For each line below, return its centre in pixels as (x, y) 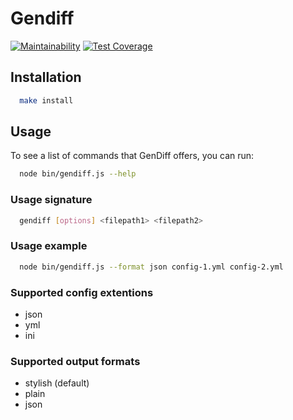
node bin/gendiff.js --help (78, 174)
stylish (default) (57, 383)
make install (46, 100)
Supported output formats (75, 361)
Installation (46, 77)
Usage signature (51, 200)
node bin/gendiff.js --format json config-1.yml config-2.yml (151, 267)
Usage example (49, 246)
